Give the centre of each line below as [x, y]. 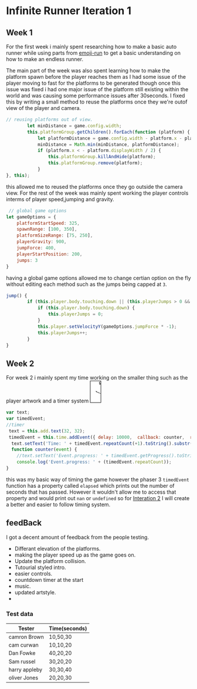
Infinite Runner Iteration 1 [69, 11]
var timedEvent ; [26, 419]
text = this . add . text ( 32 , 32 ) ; [47, 431]
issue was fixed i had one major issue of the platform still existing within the [97, 89]
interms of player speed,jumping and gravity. [60, 199]
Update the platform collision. [50, 561]
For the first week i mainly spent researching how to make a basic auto [91, 46]
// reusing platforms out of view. [50, 119]
